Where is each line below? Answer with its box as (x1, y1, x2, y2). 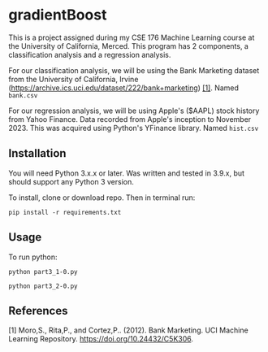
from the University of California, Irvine (8, 74, 139, 84)
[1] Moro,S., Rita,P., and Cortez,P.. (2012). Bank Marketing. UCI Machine (8, 325, 249, 335)
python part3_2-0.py (8, 282, 79, 290)
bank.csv (8, 91, 38, 99)
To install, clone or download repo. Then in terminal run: (8, 193, 196, 202)
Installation (8, 146, 67, 160)
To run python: (8, 252, 58, 262)
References (8, 303, 68, 318)
